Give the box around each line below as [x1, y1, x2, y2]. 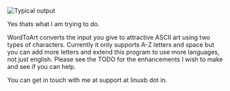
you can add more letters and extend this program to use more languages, [7, 48, 220, 56]
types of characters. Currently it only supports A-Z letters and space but [7, 41, 215, 48]
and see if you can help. [7, 63, 76, 70]
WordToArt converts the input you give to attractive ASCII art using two [7, 33, 211, 41]
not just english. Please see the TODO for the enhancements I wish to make [7, 55, 224, 63]
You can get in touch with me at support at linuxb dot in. [7, 76, 168, 84]
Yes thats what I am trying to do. [7, 20, 100, 28]
